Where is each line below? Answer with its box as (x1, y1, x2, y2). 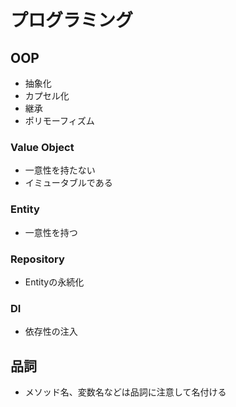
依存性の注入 (24, 326, 78, 338)
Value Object (10, 140, 75, 154)
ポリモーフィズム (24, 115, 95, 126)
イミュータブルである (24, 177, 113, 189)
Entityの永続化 (24, 276, 85, 288)
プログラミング (10, 9, 134, 32)
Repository (10, 252, 65, 266)
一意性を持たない (24, 164, 96, 176)
